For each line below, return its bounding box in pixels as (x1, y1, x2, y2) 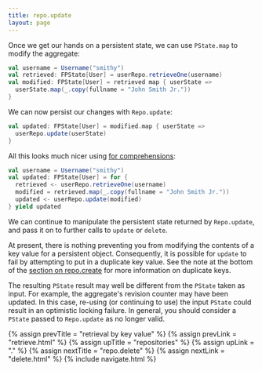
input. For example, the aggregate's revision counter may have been (8, 289, 229, 298)
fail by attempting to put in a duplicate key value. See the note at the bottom (8, 256, 253, 267)
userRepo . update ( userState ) (15, 129, 107, 137)
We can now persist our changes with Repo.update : (8, 107, 173, 116)
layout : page (8, 19, 51, 27)
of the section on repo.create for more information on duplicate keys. (8, 265, 231, 275)
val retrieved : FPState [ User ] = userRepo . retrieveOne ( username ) (8, 71, 223, 79)
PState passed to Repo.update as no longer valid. (8, 314, 166, 323)
